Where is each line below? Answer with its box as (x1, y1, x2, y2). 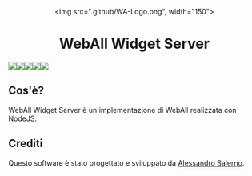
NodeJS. (8, 114, 38, 123)
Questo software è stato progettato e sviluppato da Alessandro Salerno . (8, 158, 245, 167)
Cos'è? (8, 84, 44, 98)
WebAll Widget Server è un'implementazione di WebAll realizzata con (8, 105, 238, 114)
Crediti (8, 137, 43, 150)
